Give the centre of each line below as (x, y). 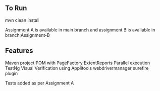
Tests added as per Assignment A (40, 83)
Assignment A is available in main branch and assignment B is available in (80, 30)
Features (19, 51)
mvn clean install (22, 20)
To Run (16, 8)
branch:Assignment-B (27, 35)
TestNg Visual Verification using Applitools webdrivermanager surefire (77, 68)
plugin (12, 73)
